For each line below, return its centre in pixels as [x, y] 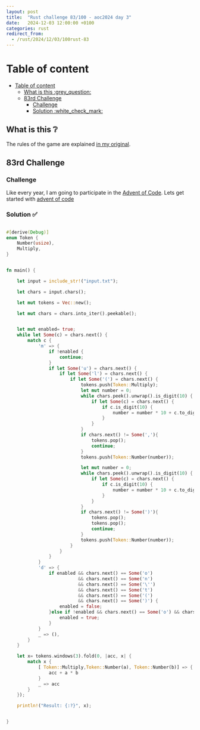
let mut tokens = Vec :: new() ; [54, 303]
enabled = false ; [81, 606]
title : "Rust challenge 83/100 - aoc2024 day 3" [69, 17]
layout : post [22, 12]
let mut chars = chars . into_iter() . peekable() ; [77, 313]
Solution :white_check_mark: [68, 110]
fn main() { [21, 270]
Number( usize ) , [36, 243]
